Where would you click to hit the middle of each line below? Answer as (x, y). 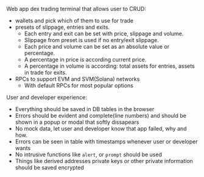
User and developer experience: (47, 97)
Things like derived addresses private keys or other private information (104, 161)
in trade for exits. (45, 72)
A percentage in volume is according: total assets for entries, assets (109, 66)
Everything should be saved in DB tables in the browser (85, 109)
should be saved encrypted (49, 168)
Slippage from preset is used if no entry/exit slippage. (92, 40)
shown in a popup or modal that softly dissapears (77, 122)
